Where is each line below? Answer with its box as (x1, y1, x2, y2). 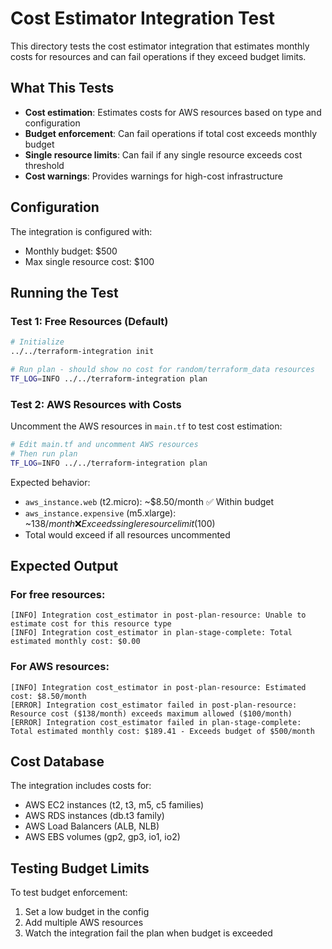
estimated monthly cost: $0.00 (10, 637, 141, 647)
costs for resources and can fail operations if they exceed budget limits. (10, 50, 307, 62)
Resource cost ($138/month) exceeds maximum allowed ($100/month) (10, 708, 293, 719)
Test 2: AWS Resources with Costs (10, 397, 182, 411)
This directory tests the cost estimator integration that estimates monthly (10, 40, 310, 52)
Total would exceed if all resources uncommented (24, 528, 231, 541)
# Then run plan (10, 448, 78, 459)
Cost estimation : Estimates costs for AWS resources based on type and (24, 106, 322, 118)
